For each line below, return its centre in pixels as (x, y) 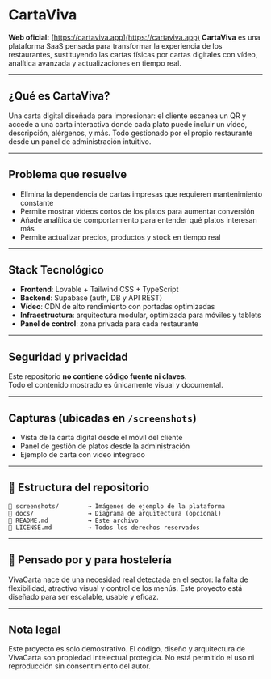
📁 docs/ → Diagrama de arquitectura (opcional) (115, 513)
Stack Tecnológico (56, 270)
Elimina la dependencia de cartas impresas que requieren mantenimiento (141, 194)
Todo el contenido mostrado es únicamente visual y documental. (116, 385)
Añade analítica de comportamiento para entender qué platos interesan (138, 219)
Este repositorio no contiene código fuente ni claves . (98, 376)
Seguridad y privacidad (69, 356)
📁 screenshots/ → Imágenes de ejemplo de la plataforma (117, 506)
